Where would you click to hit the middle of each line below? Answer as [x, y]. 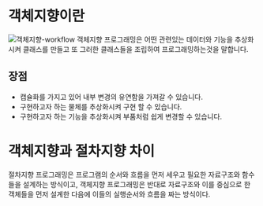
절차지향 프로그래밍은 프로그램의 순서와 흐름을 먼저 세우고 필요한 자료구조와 [124, 175]
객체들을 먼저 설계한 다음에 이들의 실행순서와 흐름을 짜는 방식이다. [109, 194]
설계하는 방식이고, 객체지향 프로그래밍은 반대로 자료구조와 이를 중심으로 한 [137, 184]
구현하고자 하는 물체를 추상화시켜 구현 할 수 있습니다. [101, 106]
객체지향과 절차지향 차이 [82, 151]
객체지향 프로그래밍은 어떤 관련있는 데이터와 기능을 [154, 39]
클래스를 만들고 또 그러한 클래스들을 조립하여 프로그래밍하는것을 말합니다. [135, 49]
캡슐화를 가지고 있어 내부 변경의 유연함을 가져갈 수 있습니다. [111, 97]
